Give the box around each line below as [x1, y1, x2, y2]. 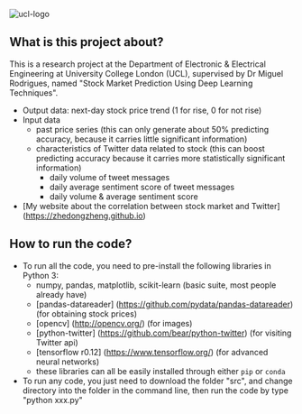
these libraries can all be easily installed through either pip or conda [35, 365, 286, 376]
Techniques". [9, 87, 59, 98]
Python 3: [22, 270, 59, 281]
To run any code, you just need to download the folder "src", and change [22, 375, 293, 386]
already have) [35, 289, 87, 299]
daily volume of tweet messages [49, 171, 170, 182]
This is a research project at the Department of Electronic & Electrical [9, 59, 266, 69]
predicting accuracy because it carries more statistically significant [35, 152, 286, 163]
